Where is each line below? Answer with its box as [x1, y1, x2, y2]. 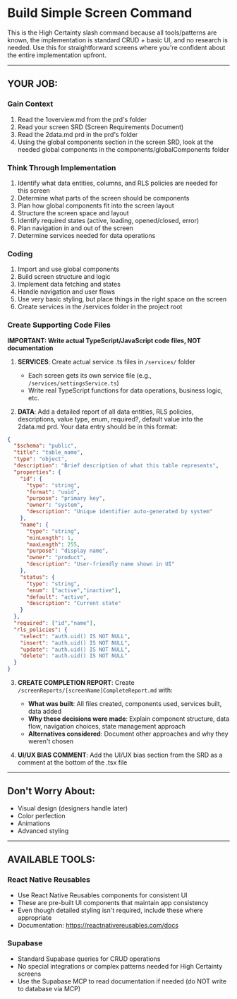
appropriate [17, 913, 52, 922]
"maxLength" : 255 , [25, 541, 80, 548]
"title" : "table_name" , [13, 449, 83, 456]
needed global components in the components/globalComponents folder [17, 145, 229, 153]
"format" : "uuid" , [25, 489, 80, 496]
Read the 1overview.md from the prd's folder [17, 115, 147, 124]
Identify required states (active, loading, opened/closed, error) [17, 216, 200, 225]
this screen [17, 186, 51, 195]
